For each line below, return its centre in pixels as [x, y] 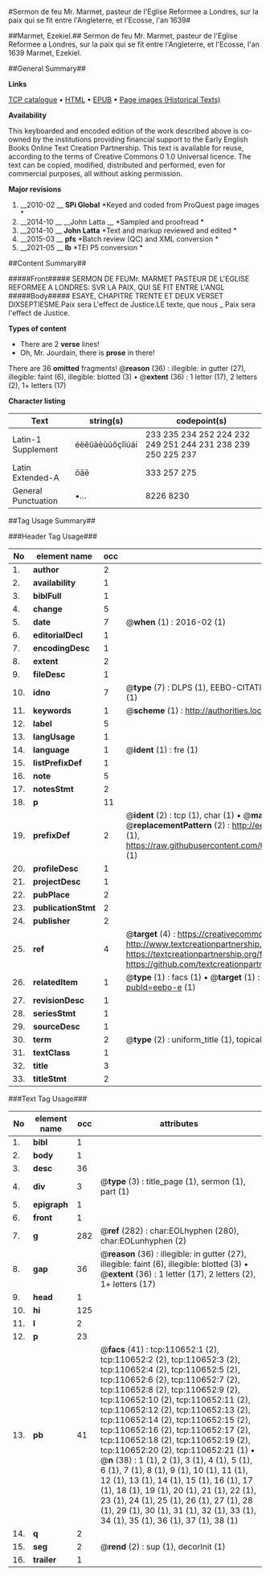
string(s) [106, 421]
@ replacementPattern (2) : [178, 825]
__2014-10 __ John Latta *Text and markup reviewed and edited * [128, 230]
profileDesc [56, 868]
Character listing [37, 401]
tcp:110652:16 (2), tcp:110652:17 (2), [175, 1430]
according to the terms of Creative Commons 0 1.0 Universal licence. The [130, 157]
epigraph [51, 1205]
